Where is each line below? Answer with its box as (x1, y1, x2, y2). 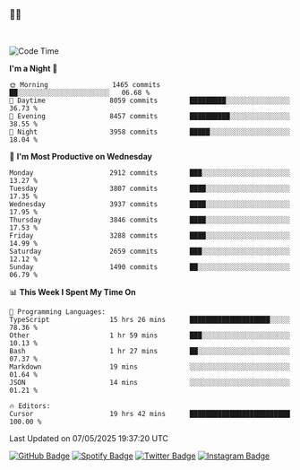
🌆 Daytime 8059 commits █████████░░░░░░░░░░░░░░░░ (9, 96, 291, 106)
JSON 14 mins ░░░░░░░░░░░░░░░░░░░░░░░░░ (9, 379, 291, 387)
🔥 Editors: (9, 402, 51, 411)
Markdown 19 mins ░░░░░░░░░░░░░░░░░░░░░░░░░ (9, 362, 291, 371)
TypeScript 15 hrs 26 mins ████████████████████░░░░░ (9, 316, 291, 325)
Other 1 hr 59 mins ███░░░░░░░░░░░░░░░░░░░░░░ (9, 331, 291, 340)
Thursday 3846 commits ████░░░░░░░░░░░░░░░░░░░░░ (9, 215, 291, 225)
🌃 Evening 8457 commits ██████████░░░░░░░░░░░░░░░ (9, 112, 291, 121)
